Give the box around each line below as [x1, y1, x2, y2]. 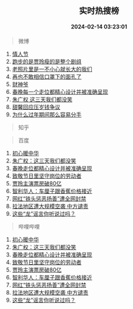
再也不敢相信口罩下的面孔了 [12, 73, 82, 80]
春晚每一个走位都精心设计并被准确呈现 [12, 88, 108, 95]
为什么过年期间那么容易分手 [12, 111, 82, 118]
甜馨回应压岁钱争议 [12, 103, 61, 110]
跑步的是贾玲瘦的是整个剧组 [12, 58, 82, 65]
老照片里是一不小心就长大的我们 [12, 65, 92, 73]
